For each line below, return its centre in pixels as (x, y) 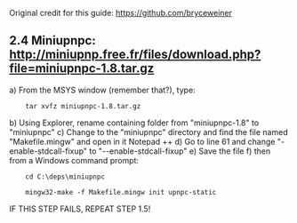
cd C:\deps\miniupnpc (65, 177)
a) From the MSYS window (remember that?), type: (102, 90)
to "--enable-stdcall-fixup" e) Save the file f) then (180, 151)
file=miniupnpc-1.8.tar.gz (82, 69)
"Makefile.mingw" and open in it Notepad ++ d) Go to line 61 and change (142, 141)
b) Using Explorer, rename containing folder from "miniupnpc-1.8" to (134, 123)
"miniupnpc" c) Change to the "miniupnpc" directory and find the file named (148, 131)
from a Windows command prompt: (74, 160)
